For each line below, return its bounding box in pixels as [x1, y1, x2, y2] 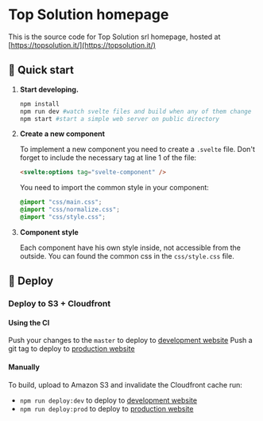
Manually [8, 362, 40, 372]
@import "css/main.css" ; [19, 198, 102, 206]
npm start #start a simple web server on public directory [19, 115, 220, 123]
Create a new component [19, 129, 106, 138]
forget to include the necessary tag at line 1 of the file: [19, 153, 197, 162]
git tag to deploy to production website [8, 344, 135, 353]
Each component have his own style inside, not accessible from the [19, 243, 241, 252]
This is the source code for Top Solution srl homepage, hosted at [8, 32, 221, 41]
